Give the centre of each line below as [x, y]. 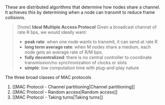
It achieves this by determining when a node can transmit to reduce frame [80, 12]
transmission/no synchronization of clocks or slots [76, 63]
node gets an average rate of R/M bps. [64, 52]
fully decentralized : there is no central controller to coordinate [88, 57]
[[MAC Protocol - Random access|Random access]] [65, 92]
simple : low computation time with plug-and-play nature [82, 68]
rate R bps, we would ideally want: [52, 32]
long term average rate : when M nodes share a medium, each [88, 47]
